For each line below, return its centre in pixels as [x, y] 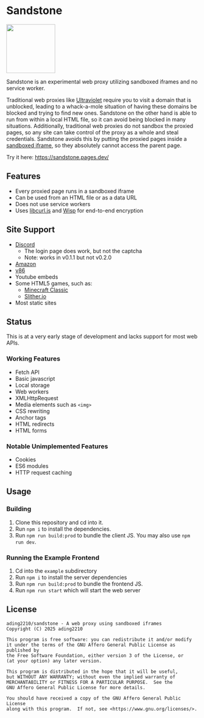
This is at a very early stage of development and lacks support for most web [102, 337]
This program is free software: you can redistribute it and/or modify [99, 639]
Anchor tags [31, 417]
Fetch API [27, 372]
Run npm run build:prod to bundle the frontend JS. [79, 584]
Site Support [31, 230]
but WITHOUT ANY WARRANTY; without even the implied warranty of [91, 677]
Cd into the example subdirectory [56, 570]
